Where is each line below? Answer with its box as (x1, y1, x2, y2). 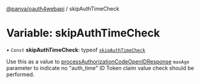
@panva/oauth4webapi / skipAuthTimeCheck (6, 5, 119, 12)
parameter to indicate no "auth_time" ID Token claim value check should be (6, 64, 195, 71)
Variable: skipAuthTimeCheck (6, 27, 161, 40)
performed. (6, 71, 35, 78)
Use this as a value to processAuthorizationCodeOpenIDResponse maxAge (6, 57, 190, 65)
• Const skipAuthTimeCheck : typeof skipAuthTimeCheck (6, 46, 145, 53)
